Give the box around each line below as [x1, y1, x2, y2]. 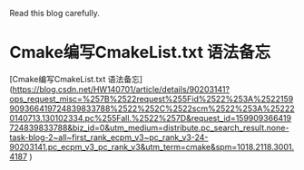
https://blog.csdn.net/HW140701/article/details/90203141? [12, 83, 230, 94]
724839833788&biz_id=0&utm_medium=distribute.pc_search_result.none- [9, 122, 289, 133]
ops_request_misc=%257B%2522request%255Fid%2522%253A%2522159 [9, 93, 294, 104]
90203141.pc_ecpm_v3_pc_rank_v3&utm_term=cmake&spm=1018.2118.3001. [9, 141, 295, 152]
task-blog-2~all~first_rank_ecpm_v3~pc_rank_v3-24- [9, 131, 209, 143]
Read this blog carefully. [9, 8, 100, 18]
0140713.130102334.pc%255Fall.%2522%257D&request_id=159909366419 [9, 112, 292, 123]
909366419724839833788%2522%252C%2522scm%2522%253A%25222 [9, 103, 295, 114]
